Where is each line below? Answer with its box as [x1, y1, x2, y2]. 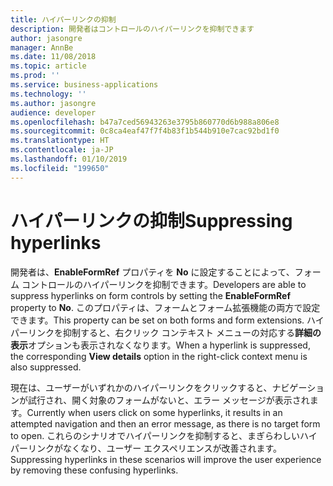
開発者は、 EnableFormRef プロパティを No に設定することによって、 [10, 266, 295, 278]
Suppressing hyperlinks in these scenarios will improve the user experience [10, 453, 322, 465]
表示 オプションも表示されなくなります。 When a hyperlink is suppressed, [10, 339, 311, 351]
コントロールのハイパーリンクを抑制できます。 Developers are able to [21, 278, 307, 290]
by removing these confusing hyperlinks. [10, 464, 179, 476]
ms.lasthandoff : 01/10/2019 [10, 154, 128, 164]
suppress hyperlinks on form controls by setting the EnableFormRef [10, 289, 292, 301]
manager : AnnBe [10, 42, 74, 53]
